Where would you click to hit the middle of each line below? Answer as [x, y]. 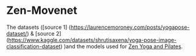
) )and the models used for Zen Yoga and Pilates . [122, 46]
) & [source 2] [44, 33]
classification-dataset [33, 46]
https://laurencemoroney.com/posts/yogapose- [130, 27]
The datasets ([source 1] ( [39, 27]
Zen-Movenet [42, 11]
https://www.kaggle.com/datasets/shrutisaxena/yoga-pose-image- [93, 40]
